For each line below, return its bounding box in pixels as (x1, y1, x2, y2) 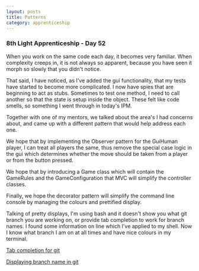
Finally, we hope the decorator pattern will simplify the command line (6, 192, 175, 199)
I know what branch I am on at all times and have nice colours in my (6, 229, 172, 236)
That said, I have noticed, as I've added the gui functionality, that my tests (6, 76, 187, 84)
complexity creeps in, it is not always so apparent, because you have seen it (6, 59, 192, 66)
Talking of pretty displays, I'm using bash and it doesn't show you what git (6, 210, 188, 217)
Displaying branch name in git (6, 258, 79, 265)
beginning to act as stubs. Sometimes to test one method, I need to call (6, 90, 180, 97)
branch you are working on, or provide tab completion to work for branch (6, 216, 185, 223)
